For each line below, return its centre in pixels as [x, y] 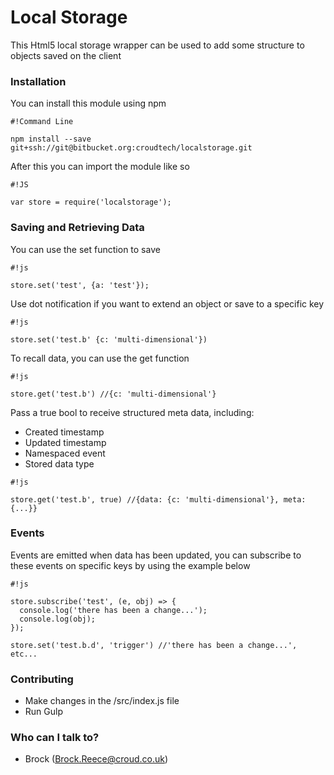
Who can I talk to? [55, 738]
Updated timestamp [65, 442]
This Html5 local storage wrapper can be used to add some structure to [157, 45]
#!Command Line [42, 122]
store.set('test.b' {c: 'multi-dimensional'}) [109, 339]
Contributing [42, 679]
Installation [38, 81]
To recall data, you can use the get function [100, 358]
